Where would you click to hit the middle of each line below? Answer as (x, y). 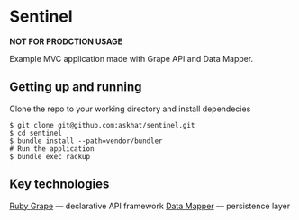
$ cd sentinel (36, 133)
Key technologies (59, 185)
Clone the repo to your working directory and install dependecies (130, 109)
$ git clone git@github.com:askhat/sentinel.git (102, 125)
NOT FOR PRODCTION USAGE (66, 41)
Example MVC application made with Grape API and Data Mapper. (131, 58)
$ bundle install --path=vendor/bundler (86, 141)
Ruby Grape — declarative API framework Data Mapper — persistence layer (150, 206)
